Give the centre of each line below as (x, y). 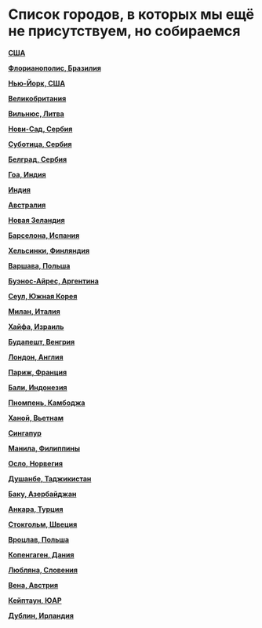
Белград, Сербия (38, 159)
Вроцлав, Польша (38, 539)
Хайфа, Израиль (36, 327)
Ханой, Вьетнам (36, 418)
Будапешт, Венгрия (42, 341)
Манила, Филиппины (44, 448)
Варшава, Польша (39, 265)
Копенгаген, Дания (41, 554)
